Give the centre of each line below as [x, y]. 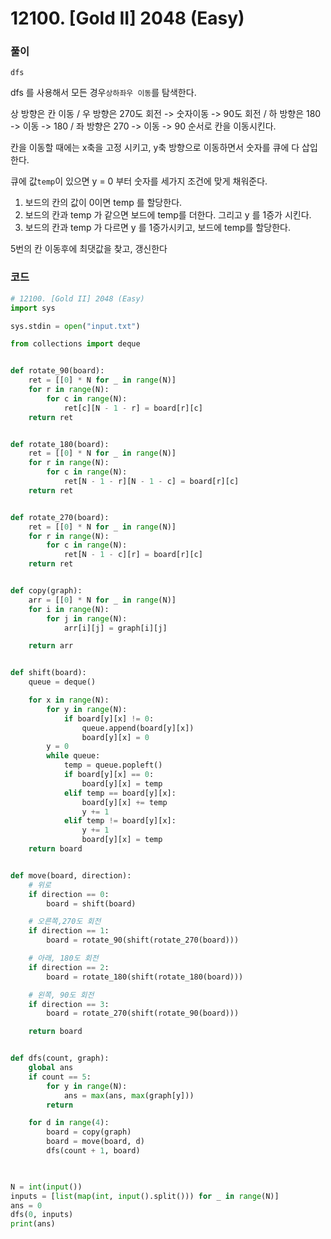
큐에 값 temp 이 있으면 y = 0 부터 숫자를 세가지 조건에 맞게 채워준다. [139, 181]
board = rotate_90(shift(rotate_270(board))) [143, 940]
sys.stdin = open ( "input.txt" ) [75, 326]
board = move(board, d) [95, 1142]
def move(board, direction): [71, 875]
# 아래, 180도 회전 [63, 958]
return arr [51, 646]
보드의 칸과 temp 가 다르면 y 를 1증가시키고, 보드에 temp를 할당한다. [157, 228]
